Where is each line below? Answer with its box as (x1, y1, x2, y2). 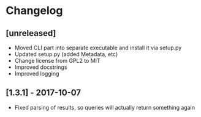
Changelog (6, 4, 63, 18)
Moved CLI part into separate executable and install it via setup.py (14, 44, 182, 51)
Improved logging (14, 70, 59, 77)
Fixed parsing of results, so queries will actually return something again (14, 104, 195, 111)
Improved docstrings (14, 63, 67, 71)
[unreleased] (6, 28, 56, 38)
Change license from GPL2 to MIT (14, 57, 100, 64)
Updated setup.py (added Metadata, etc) (14, 51, 118, 58)
